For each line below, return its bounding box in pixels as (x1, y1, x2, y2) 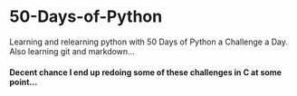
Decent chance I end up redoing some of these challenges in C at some (9, 66, 283, 78)
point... (9, 76, 38, 87)
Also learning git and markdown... (9, 45, 135, 56)
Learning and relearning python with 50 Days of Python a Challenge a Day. (9, 36, 288, 47)
